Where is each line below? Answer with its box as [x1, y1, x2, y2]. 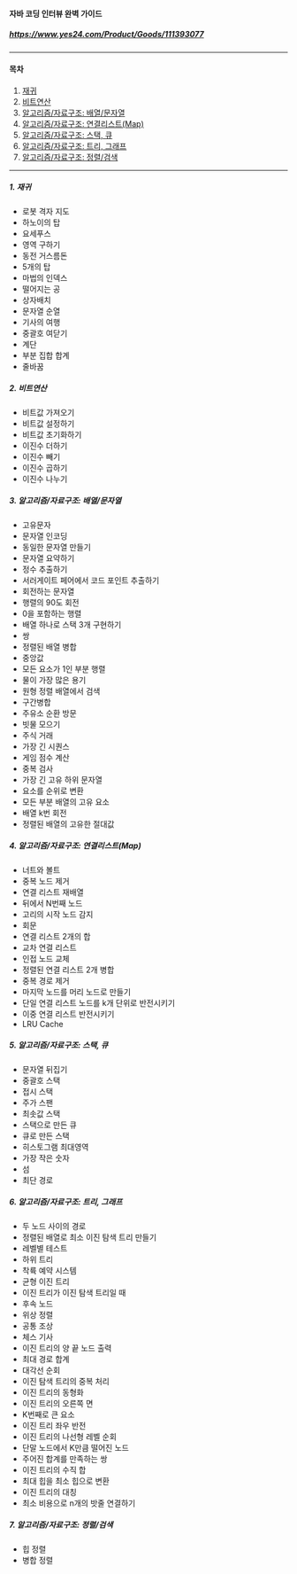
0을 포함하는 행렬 [21, 608, 82, 619]
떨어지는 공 [21, 284, 61, 294]
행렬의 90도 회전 [21, 596, 80, 607]
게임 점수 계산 [21, 752, 70, 762]
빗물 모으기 [21, 719, 61, 729]
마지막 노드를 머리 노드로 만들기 [21, 986, 131, 997]
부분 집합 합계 [21, 350, 70, 361]
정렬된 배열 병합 [21, 641, 77, 651]
